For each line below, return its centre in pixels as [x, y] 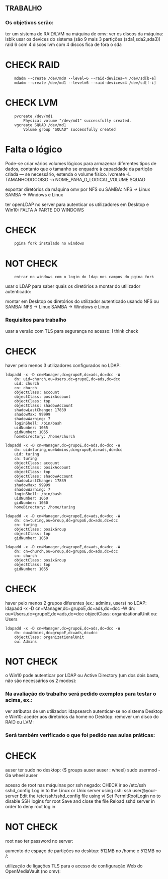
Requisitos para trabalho [36, 320]
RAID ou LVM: [20, 722]
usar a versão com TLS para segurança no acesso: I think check [72, 331]
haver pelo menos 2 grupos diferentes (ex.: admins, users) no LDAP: [76, 603]
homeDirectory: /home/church [45, 436]
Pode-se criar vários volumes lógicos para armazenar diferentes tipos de [81, 163]
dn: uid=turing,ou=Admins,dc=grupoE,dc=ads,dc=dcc [68, 450]
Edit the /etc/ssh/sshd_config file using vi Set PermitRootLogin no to [90, 796]
